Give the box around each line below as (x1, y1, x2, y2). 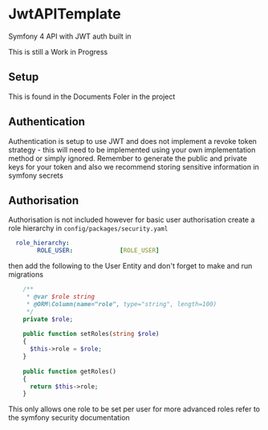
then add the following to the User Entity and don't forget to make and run (8, 261, 253, 271)
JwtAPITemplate (8, 5, 122, 23)
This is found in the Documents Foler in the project (8, 92, 176, 101)
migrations (8, 270, 44, 280)
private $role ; (22, 315, 74, 323)
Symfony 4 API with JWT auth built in (8, 31, 132, 41)
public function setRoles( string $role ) (22, 330, 160, 338)
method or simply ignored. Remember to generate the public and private (8, 154, 247, 163)
